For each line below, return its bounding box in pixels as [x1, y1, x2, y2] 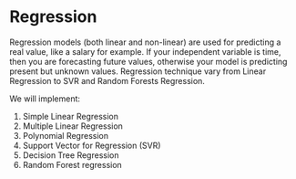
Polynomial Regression [22, 130, 109, 141]
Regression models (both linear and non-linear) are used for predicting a [9, 37, 281, 47]
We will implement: [9, 93, 80, 104]
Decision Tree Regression [22, 149, 119, 161]
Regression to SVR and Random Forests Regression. [9, 75, 205, 86]
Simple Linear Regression [22, 111, 119, 121]
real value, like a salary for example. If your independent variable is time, [9, 46, 281, 57]
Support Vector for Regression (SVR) [22, 140, 161, 151]
